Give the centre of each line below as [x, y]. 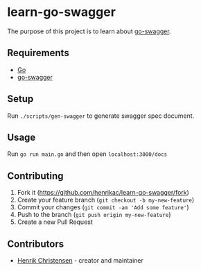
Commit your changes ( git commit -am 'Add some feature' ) [103, 207]
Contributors [36, 244]
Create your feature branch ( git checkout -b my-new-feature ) [106, 200]
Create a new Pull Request [55, 222]
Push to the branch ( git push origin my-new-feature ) [94, 215]
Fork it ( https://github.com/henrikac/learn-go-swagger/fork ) [103, 193]
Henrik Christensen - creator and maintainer [80, 260]
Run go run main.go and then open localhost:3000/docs [87, 154]
